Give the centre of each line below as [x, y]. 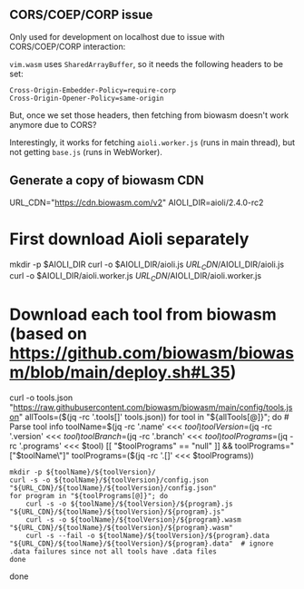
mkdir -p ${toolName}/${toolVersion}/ [83, 472]
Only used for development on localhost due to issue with [117, 36]
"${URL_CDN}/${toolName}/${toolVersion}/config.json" [113, 488]
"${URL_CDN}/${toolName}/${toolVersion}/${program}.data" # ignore [142, 544]
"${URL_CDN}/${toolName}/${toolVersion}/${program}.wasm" [121, 528]
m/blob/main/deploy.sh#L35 [120, 373]
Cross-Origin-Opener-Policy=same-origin [87, 98]
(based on [49, 334]
